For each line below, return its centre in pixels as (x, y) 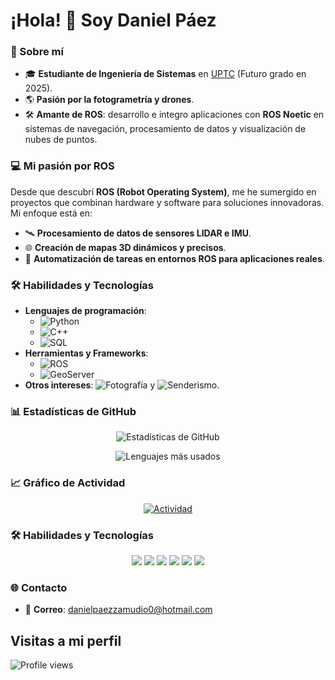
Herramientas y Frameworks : (86, 353)
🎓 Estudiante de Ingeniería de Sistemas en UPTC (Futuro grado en (165, 74)
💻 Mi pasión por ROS (62, 166)
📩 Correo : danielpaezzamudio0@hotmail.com (118, 610)
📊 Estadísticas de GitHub (73, 411)
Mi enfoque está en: (51, 213)
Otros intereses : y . (122, 385)
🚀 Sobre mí (37, 52)
